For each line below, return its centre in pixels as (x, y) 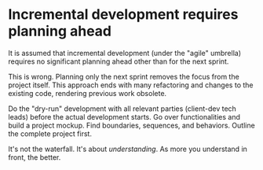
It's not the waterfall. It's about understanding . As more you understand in (128, 149)
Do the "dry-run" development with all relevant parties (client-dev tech (122, 109)
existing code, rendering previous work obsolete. (88, 93)
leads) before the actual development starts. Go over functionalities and (124, 116)
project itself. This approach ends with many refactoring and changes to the (131, 85)
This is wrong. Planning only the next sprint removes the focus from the (124, 76)
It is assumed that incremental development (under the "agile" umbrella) (125, 53)
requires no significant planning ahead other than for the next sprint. (119, 61)
